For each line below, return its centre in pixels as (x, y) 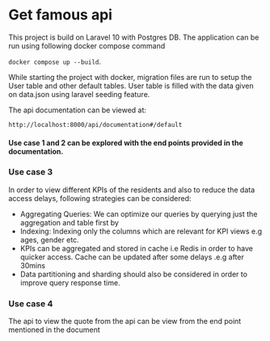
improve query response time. (70, 282)
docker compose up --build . (55, 61)
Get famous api (61, 15)
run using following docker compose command (87, 45)
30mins (33, 265)
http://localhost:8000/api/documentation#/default (95, 124)
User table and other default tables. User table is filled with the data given (131, 86)
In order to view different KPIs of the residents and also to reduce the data (132, 189)
